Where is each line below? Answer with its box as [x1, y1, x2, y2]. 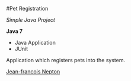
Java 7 [6, 28, 23, 35]
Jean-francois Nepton [6, 68, 60, 75]
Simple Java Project [6, 16, 55, 23]
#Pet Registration [6, 5, 49, 12]
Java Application [14, 39, 56, 46]
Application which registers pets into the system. [6, 57, 126, 63]
